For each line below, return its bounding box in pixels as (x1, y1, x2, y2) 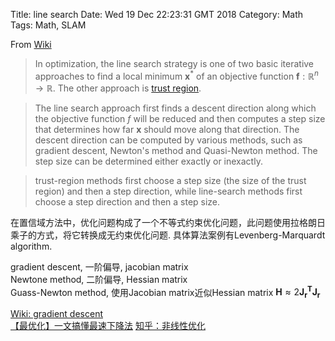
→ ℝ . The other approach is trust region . (34, 82, 202, 94)
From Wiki (10, 39, 52, 50)
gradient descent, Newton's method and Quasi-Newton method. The (34, 144, 318, 156)
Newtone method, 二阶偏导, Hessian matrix (10, 273, 188, 285)
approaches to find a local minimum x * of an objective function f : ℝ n (34, 69, 319, 82)
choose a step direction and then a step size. (34, 195, 221, 208)
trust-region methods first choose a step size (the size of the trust (34, 174, 307, 186)
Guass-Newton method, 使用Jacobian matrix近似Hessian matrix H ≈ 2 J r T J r (10, 284, 321, 301)
